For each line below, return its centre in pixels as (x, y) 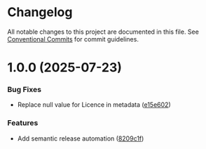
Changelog (40, 12)
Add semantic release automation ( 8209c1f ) (81, 138)
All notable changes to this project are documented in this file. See (103, 32)
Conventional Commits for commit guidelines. (73, 39)
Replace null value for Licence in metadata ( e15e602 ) (94, 105)
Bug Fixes (25, 90)
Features (23, 123)
